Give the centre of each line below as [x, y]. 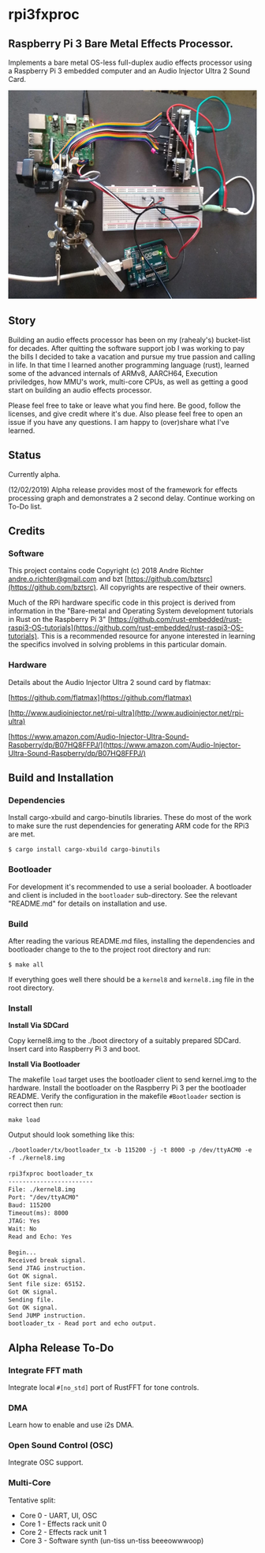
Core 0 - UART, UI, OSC [58, 1515]
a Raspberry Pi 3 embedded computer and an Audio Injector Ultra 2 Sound [129, 71]
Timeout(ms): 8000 [38, 1213]
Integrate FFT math [45, 1370]
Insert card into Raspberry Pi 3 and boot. [74, 1049]
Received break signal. [47, 1261]
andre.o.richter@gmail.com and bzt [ [68, 579]
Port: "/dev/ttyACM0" [44, 1197]
